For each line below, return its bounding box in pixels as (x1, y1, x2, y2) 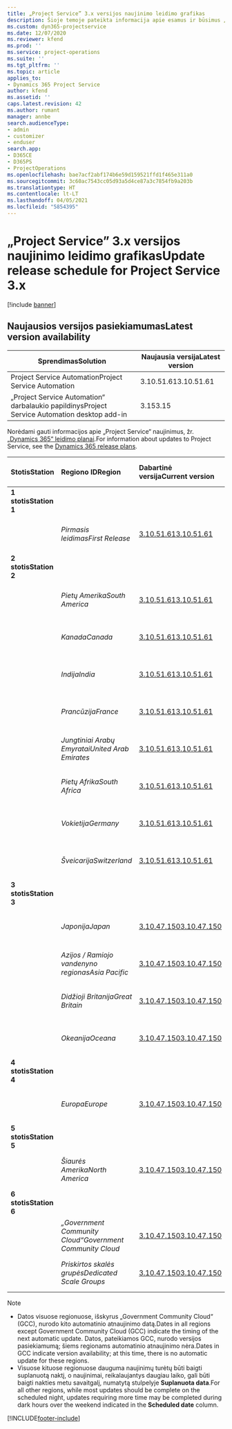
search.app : (7, 146, 41, 152)
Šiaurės (61, 1156, 86, 1166)
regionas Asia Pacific (61, 967, 129, 977)
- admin (7, 126, 30, 133)
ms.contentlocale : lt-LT (7, 191, 79, 198)
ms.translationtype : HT (7, 184, 76, 191)
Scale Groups (61, 1277, 106, 1286)
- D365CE (7, 152, 32, 159)
